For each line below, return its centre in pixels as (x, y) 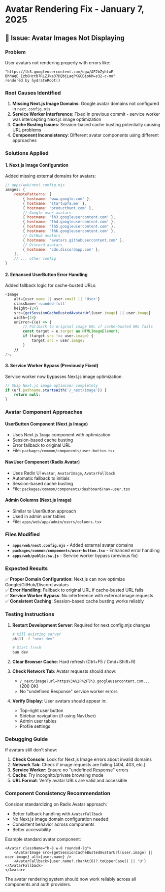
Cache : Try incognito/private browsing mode (58, 775)
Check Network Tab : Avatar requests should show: (64, 671)
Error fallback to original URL (41, 445)
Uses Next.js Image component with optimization (61, 435)
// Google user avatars (47, 213)
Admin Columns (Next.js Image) (38, 500)
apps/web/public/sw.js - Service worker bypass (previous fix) (75, 556)
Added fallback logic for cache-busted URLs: (51, 285)
